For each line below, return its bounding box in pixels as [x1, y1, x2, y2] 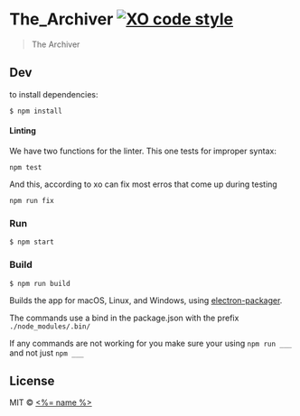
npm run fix [9, 196, 54, 205]
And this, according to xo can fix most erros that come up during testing [9, 179, 277, 190]
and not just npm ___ [9, 347, 84, 358]
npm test [9, 162, 42, 171]
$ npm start [9, 237, 54, 247]
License [9, 373, 55, 388]
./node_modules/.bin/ [9, 321, 91, 331]
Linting [9, 125, 36, 136]
